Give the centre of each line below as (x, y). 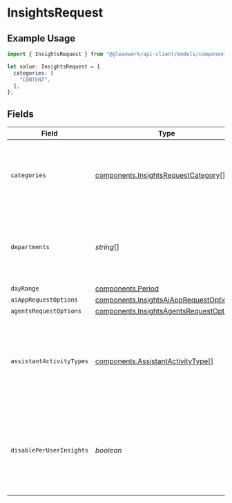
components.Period (127, 289)
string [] (107, 247)
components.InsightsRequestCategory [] (161, 176)
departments (30, 247)
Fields (21, 114)
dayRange (25, 289)
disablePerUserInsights (50, 450)
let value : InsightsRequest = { (54, 66)
